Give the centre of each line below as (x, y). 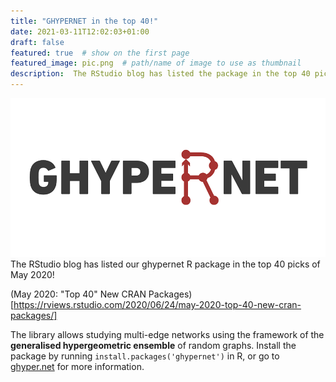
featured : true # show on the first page (100, 53)
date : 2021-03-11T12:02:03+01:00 (80, 31)
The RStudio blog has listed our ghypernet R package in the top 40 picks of (165, 264)
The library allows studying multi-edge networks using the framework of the (167, 335)
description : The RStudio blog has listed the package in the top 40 (160, 74)
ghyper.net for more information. (77, 367)
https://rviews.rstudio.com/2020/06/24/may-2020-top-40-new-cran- (157, 305)
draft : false (37, 42)
